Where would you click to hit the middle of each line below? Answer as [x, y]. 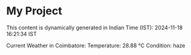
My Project [34, 11]
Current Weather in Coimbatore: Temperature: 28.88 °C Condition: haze [96, 45]
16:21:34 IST [22, 33]
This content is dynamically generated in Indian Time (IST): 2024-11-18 [95, 27]
